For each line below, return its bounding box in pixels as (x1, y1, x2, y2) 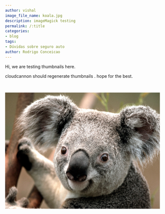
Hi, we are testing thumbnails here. (5, 63, 76, 69)
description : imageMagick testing (5, 18, 76, 23)
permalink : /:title (5, 24, 45, 29)
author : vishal (5, 8, 36, 13)
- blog (5, 34, 19, 39)
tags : (5, 39, 16, 44)
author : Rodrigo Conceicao (5, 49, 60, 54)
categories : (5, 29, 29, 34)
